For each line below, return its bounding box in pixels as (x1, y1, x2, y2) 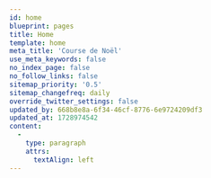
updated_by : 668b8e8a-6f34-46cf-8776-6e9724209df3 (9, 105, 203, 114)
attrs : (25, 147, 50, 156)
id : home (9, 13, 42, 22)
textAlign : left (32, 155, 94, 165)
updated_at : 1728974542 (9, 113, 99, 122)
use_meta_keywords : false (9, 55, 106, 64)
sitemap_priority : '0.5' (9, 80, 102, 89)
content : (9, 122, 42, 131)
